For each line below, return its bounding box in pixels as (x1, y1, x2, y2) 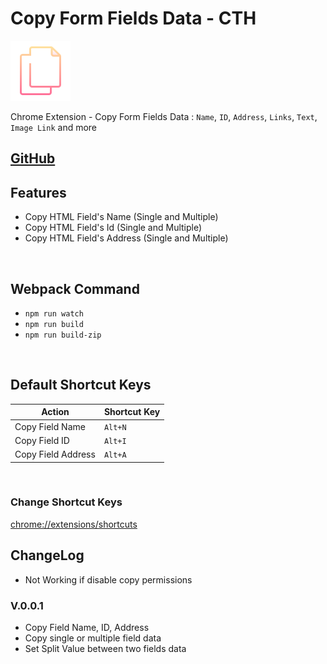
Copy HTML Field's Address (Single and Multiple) (24, 232, 229, 244)
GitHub (10, 150, 56, 167)
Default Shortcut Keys (10, 377, 152, 394)
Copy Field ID (14, 434, 70, 446)
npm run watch (24, 308, 84, 319)
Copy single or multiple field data (24, 632, 162, 644)
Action (41, 406, 70, 418)
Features (10, 184, 67, 201)
